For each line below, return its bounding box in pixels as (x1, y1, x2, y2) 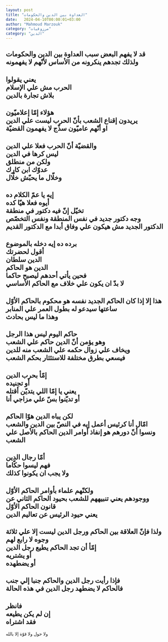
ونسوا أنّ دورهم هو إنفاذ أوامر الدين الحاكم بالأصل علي (6, 427, 156, 436)
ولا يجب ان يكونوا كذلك (6, 469, 69, 478)
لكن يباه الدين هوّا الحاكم (6, 412, 73, 420)
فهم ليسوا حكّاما (6, 461, 51, 470)
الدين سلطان (6, 255, 42, 264)
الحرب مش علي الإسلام (6, 83, 72, 91)
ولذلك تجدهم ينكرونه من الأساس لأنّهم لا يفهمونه (6, 58, 139, 67)
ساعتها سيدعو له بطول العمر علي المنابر (6, 304, 117, 313)
